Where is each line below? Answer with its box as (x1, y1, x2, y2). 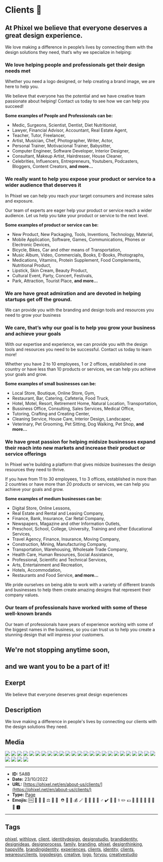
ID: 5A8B (12, 771, 31, 777)
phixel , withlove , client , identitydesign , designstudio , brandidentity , (5, 836, 139, 842)
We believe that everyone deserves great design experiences (5, 692, 128, 697)
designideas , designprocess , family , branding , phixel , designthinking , (5, 841, 144, 847)
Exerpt (5, 678, 26, 687)
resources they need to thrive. (5, 467, 65, 473)
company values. (5, 592, 40, 598)
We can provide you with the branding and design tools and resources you (5, 307, 154, 313)
